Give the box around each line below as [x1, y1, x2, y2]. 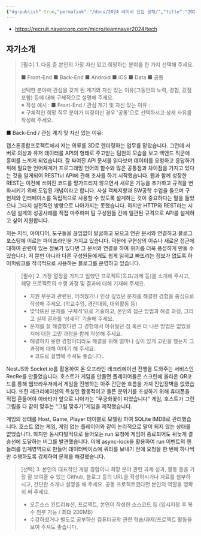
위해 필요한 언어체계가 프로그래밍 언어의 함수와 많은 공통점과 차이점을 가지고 [6, 164, 184, 171]
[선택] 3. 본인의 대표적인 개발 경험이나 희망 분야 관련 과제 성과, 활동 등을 [20, 466, 189, 473]
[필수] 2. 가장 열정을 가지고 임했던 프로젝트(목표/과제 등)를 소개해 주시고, [20, 272, 190, 279]
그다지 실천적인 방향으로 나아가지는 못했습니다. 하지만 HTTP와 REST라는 [17, 202, 187, 209]
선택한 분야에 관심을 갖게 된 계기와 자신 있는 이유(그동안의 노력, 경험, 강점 [20, 86, 192, 94]
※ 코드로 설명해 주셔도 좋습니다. [29, 353, 103, 360]
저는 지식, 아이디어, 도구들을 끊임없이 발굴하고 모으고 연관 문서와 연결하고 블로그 [6, 230, 193, 237]
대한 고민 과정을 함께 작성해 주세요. [41, 330, 123, 338]
